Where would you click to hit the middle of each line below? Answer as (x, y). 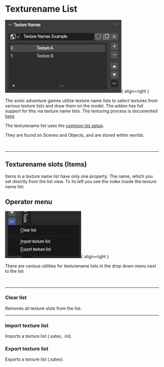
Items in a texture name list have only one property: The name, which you (79, 176)
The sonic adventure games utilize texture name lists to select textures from (81, 101)
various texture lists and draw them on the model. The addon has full (74, 105)
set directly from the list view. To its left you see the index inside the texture (81, 181)
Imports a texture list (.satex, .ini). (39, 336)
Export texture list (27, 349)
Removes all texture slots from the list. (43, 308)
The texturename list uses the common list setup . (55, 125)
